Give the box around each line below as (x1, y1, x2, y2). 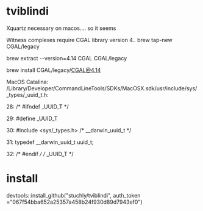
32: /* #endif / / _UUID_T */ (6, 150, 74, 157)
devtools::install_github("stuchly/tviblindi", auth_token (6, 191, 141, 199)
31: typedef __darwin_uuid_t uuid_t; (6, 138, 94, 146)
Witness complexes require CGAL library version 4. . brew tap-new (6, 36, 173, 43)
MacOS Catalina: (6, 78, 49, 85)
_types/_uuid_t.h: (6, 91, 49, 98)
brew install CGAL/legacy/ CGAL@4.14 (6, 66, 101, 74)
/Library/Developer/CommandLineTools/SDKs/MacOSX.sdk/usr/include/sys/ (6, 84, 198, 92)
